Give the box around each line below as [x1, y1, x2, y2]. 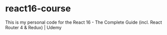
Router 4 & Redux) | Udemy [5, 24, 62, 30]
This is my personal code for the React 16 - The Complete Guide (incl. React [5, 19, 162, 25]
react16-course [5, 3, 71, 14]
